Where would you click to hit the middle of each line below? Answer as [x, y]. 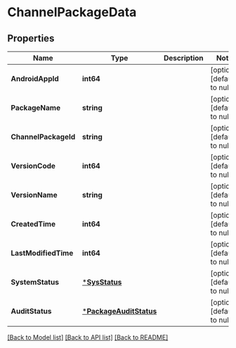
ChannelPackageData [72, 12]
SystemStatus [35, 282]
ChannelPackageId [43, 137]
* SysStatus [102, 282]
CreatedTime [33, 224]
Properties [31, 38]
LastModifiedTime [42, 253]
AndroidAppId [35, 79]
